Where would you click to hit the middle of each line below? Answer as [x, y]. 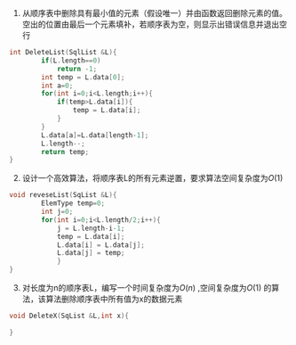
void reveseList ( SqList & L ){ [63, 195]
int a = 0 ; [57, 86]
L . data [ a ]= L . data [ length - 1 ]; [95, 135]
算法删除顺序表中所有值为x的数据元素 [114, 299]
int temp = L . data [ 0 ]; [83, 77]
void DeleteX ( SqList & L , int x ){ [69, 316]
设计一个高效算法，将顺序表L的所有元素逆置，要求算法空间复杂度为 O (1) [152, 178]
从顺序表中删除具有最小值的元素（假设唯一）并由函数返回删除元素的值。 [154, 13]
